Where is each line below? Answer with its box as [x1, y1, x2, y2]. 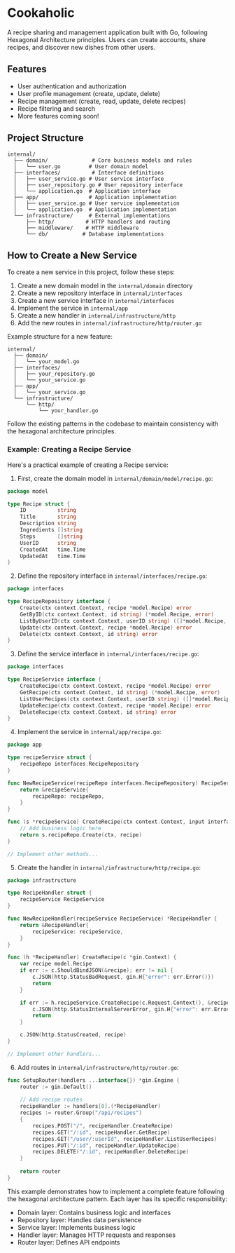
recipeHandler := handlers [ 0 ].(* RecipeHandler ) [20, 1103, 161, 1110]
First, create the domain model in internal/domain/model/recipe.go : [17, 474, 213, 482]
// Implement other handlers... [7, 1050, 101, 1057]
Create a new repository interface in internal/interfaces [17, 289, 183, 297]
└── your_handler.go [38, 407, 99, 414]
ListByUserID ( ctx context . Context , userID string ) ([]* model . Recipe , [20, 617, 227, 625]
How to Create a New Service [7, 249, 138, 261]
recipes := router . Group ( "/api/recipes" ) [20, 1109, 142, 1116]
